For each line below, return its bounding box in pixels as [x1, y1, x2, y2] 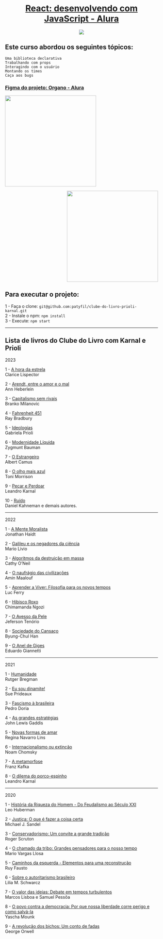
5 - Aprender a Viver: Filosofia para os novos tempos [5, 584, 111, 590]
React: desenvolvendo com [25, 3, 138, 14]
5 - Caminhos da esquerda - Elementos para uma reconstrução [5, 860, 131, 866]
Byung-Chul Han [5, 633, 39, 639]
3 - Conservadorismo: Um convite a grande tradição [5, 831, 110, 837]
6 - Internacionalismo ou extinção [5, 744, 72, 750]
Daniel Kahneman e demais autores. [5, 503, 77, 508]
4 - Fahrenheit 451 [5, 410, 42, 416]
